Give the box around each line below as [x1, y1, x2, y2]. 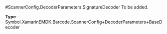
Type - [5, 14, 19, 19]
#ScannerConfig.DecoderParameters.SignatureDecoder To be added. [5, 4, 149, 10]
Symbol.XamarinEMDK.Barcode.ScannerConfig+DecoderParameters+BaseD [5, 19, 163, 25]
